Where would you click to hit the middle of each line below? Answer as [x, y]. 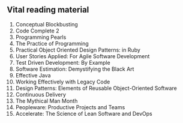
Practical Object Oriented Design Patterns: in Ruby [78, 50]
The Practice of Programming [52, 43]
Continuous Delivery [41, 94]
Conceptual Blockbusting [47, 24]
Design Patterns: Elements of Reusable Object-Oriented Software [96, 88]
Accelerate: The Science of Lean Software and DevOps [84, 113]
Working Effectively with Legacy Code [63, 82]
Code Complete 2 [37, 31]
